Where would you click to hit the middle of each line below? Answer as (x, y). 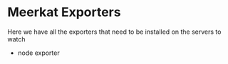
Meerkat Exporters (64, 12)
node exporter (38, 53)
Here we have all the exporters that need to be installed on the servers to (114, 32)
